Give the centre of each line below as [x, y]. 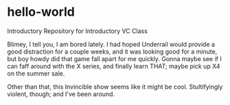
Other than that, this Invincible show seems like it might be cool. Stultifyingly [115, 86]
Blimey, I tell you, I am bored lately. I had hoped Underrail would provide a [111, 44]
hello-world [41, 12]
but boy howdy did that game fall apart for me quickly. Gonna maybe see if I [114, 58]
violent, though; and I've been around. [61, 94]
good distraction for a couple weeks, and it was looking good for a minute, [112, 51]
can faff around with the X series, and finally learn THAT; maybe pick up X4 [114, 66]
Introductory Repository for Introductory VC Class [77, 31]
